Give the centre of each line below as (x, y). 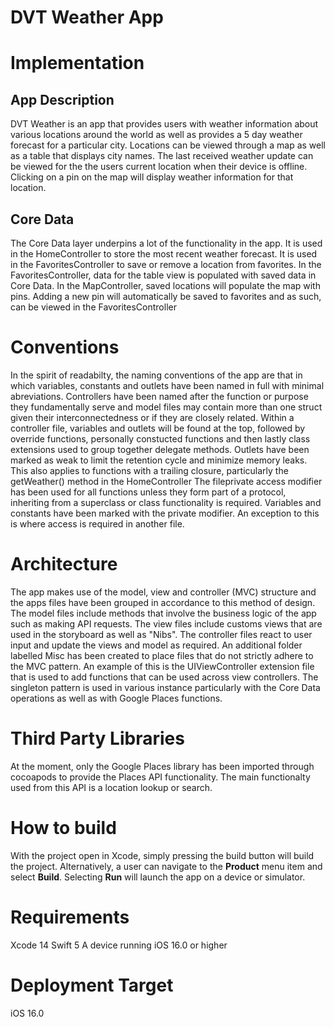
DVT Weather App (87, 17)
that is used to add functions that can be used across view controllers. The (164, 677)
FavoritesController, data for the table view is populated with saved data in (163, 275)
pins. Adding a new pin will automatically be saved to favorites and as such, (166, 296)
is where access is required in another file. (97, 523)
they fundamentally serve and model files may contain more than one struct (166, 407)
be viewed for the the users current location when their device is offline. (159, 167)
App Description (62, 99)
